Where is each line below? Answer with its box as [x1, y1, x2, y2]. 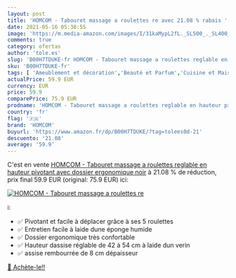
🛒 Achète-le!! [7, 263, 46, 272]
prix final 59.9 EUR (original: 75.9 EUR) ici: [7, 175, 129, 184]
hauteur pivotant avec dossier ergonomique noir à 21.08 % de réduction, [7, 168, 217, 177]
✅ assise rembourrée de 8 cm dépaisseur [17, 249, 138, 258]
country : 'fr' [7, 108, 49, 115]
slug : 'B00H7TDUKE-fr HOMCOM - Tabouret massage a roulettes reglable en [7, 56, 228, 63]
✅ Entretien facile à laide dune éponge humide [17, 225, 152, 234]
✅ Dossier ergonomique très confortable [17, 233, 136, 241]
